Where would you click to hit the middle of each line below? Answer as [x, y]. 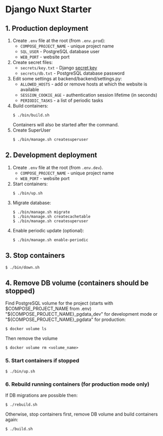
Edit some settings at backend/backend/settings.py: [67, 79]
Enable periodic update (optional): [48, 230]
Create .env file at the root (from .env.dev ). [58, 167]
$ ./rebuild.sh [21, 405]
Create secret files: [33, 62]
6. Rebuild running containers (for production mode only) [77, 384]
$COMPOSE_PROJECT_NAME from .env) [48, 309]
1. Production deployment [47, 28]
